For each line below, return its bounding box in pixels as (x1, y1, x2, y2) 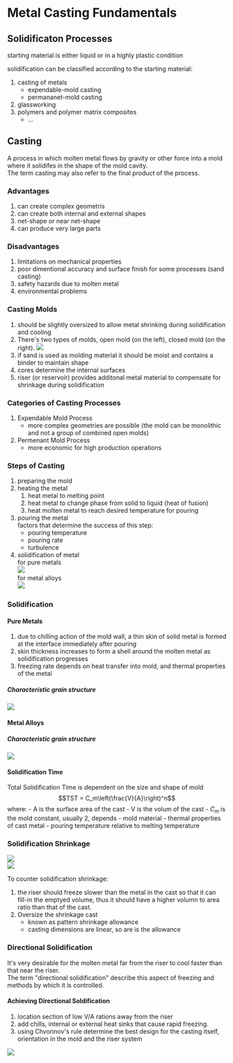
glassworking (17, 100, 56, 109)
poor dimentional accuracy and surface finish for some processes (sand (17, 265, 225, 273)
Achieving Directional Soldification (7, 997, 110, 1005)
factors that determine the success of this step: (17, 521, 154, 529)
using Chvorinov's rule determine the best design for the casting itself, (17, 1027, 220, 1035)
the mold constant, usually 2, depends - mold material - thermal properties (7, 814, 221, 822)
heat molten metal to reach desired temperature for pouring (27, 506, 199, 515)
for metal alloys (17, 574, 62, 582)
